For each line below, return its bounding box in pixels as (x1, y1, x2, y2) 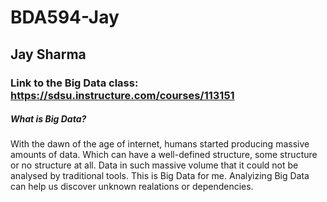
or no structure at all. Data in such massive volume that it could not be (10, 159, 299, 171)
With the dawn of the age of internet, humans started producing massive (10, 138, 310, 150)
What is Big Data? (10, 113, 87, 125)
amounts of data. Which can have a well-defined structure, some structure (10, 149, 318, 161)
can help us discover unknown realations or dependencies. (10, 181, 254, 193)
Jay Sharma (10, 46, 87, 63)
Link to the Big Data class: (10, 76, 139, 90)
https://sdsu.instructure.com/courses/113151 (10, 88, 235, 102)
